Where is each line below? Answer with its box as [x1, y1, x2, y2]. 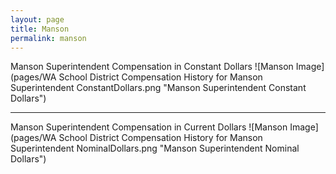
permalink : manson [10, 33, 87, 43]
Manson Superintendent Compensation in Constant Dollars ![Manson [10, 61, 294, 73]
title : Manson [10, 24, 70, 34]
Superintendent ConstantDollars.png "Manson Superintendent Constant [10, 82, 307, 94]
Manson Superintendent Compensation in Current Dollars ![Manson [10, 121, 288, 133]
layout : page [10, 14, 65, 25]
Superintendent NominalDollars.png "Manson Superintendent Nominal [10, 142, 300, 155]
